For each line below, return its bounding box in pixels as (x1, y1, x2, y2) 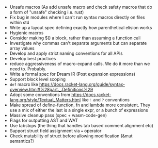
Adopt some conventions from (9, 92, 70, 98)
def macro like (9, 82, 39, 87)
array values (9, 46, 35, 51)
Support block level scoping (9, 76, 66, 82)
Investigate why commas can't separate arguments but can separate (9, 40, 147, 46)
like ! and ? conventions (81, 97, 130, 102)
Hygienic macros (9, 30, 44, 35)
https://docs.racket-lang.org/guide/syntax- (39, 82, 125, 87)
